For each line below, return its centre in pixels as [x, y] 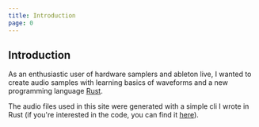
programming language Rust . [55, 91]
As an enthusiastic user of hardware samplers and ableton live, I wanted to [130, 74]
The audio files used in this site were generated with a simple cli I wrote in [129, 106]
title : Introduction [42, 15]
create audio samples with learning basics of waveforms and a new [118, 83]
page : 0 [21, 23]
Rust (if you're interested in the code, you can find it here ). [104, 115]
